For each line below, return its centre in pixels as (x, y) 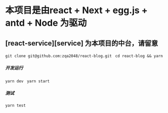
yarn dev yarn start (27, 81)
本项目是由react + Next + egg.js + (76, 10)
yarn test (16, 105)
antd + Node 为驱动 (46, 23)
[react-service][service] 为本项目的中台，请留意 (82, 43)
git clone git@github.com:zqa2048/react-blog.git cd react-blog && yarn (84, 56)
